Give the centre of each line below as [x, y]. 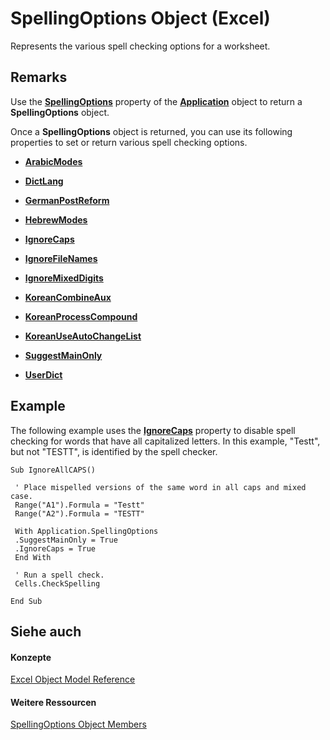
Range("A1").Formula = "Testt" [79, 505]
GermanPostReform [67, 200]
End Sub [26, 601]
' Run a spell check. [59, 575]
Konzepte [31, 657]
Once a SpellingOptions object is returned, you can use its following [151, 131]
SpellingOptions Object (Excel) [140, 18]
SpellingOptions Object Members [78, 724]
